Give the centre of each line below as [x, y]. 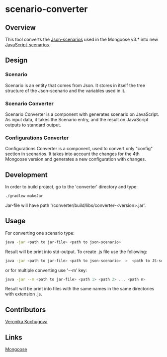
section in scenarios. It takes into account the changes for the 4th [73, 154]
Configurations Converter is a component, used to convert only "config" [79, 149]
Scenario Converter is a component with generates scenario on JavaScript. [82, 114]
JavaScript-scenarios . [28, 45]
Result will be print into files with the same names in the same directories [80, 289]
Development [27, 175]
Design [16, 60]
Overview [21, 28]
